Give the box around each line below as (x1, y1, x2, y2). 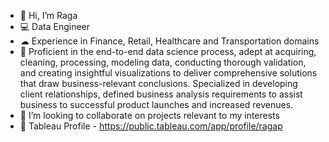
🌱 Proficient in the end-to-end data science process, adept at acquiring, (19, 46, 317, 57)
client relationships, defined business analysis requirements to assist (19, 88, 303, 100)
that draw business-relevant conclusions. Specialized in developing (19, 78, 298, 89)
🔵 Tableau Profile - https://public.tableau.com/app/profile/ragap (19, 120, 283, 132)
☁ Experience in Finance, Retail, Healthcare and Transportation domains (19, 35, 320, 47)
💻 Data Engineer (19, 21, 91, 32)
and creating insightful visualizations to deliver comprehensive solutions (19, 67, 318, 79)
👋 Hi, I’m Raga (19, 10, 78, 21)
